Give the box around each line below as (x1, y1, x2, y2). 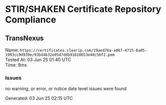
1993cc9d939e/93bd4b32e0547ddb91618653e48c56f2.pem (5, 52, 115, 57)
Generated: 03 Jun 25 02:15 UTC (5, 96, 73, 102)
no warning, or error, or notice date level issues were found (5, 86, 127, 92)
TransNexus (5, 34, 44, 42)
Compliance (5, 14, 56, 25)
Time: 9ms (5, 62, 27, 68)
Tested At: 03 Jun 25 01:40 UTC (5, 57, 71, 63)
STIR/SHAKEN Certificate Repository (5, 3, 162, 15)
